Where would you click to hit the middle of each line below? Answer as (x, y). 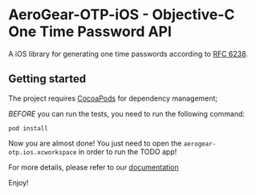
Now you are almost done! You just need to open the (95, 143)
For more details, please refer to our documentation (93, 167)
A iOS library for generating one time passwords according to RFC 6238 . (128, 54)
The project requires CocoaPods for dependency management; (113, 98)
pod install (28, 128)
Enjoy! (19, 182)
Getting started (47, 79)
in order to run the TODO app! (128, 151)
